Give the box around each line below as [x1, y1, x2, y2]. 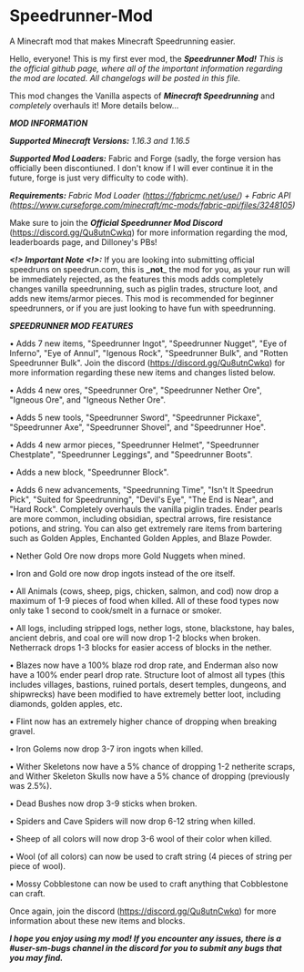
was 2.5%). [9, 780, 53, 791]
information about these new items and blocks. [9, 915, 186, 926]
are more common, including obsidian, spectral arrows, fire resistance [9, 513, 272, 524]
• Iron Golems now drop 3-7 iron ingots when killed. [9, 743, 204, 754]
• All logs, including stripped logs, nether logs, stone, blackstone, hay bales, [9, 622, 295, 633]
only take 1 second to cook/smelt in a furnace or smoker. [9, 605, 222, 616]
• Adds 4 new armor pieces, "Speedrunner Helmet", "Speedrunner [9, 439, 259, 450]
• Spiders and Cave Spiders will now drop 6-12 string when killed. [9, 815, 257, 826]
